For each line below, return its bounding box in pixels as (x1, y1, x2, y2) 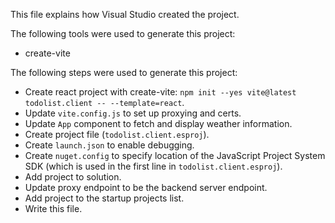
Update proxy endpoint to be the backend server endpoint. (24, 182, 268, 193)
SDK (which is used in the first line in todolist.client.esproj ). (24, 160, 283, 172)
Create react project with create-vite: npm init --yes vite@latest (24, 86, 297, 98)
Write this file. (24, 203, 83, 214)
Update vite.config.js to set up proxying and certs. (24, 107, 242, 119)
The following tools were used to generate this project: (10, 28, 236, 39)
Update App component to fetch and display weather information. (24, 118, 293, 129)
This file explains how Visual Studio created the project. (10, 9, 240, 20)
